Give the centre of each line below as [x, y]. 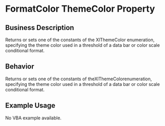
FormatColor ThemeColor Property [80, 9]
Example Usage [30, 105]
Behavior [20, 67]
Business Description [40, 28]
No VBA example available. [33, 118]
